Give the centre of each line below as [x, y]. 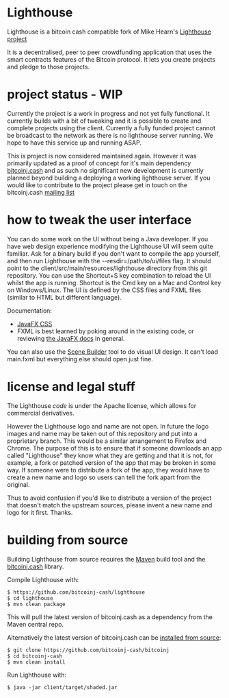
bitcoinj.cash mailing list [41, 192]
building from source [68, 540]
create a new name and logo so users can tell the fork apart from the [104, 477]
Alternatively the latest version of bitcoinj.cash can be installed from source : [114, 637]
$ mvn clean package [37, 604]
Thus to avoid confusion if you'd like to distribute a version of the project [109, 498]
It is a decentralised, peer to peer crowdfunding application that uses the [109, 52]
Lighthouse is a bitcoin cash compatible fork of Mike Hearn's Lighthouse [109, 32]
